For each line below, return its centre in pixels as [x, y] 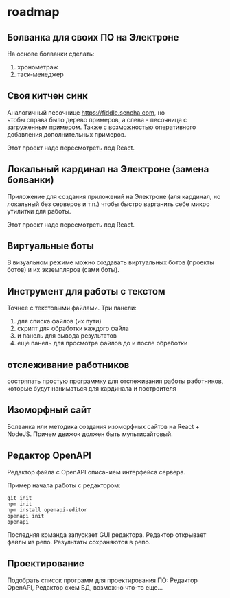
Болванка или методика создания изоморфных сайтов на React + [103, 426]
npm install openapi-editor [47, 510]
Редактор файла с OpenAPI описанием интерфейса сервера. [96, 472]
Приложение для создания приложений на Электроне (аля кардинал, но [114, 196]
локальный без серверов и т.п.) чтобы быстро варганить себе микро [108, 204]
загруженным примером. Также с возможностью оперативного [102, 127]
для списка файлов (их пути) [59, 321]
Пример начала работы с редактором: [64, 485]
